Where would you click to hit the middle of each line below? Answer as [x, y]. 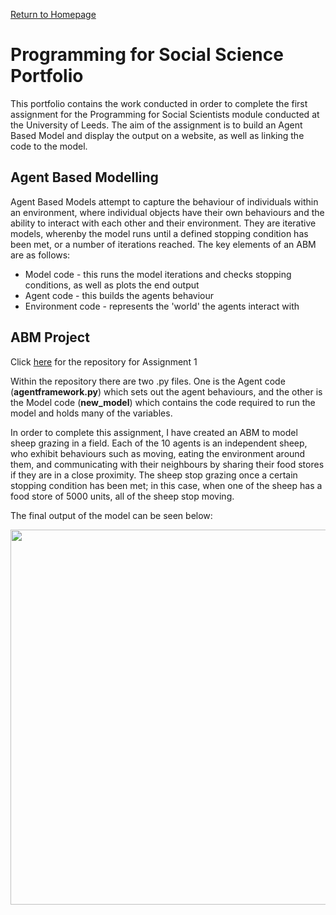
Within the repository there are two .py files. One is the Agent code [148, 381]
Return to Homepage [53, 14]
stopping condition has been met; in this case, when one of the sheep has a [166, 485]
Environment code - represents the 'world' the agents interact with [162, 306]
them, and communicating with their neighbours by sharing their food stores [167, 464]
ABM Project [50, 337]
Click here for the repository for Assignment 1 [104, 361]
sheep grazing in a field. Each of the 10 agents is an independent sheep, [159, 443]
